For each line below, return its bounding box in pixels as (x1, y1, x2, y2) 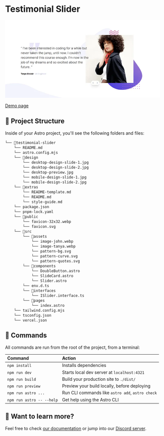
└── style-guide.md (23, 199, 63, 204)
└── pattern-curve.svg (31, 254, 78, 258)
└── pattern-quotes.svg (31, 258, 80, 263)
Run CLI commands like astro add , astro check (62, 390, 157, 396)
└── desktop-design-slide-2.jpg (23, 165, 89, 170)
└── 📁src (14, 229, 32, 234)
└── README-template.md (23, 189, 71, 194)
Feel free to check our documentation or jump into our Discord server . (5, 425, 147, 431)
